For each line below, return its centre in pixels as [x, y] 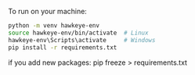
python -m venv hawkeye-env [54, 26]
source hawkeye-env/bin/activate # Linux [78, 33]
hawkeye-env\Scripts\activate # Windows [82, 40]
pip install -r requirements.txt [63, 47]
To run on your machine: [48, 11]
